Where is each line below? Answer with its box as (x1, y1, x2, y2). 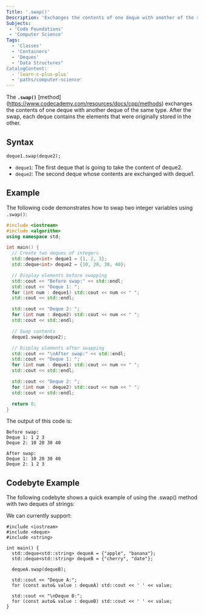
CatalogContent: (6, 65, 47, 72)
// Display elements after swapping (12, 345, 104, 351)
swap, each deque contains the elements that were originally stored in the (6, 113, 191, 120)
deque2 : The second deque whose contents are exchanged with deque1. (15, 170, 195, 177)
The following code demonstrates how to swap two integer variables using (6, 204, 193, 211)
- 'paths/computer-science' (12, 77, 83, 83)
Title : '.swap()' (6, 9, 50, 15)
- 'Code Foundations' (8, 26, 64, 32)
